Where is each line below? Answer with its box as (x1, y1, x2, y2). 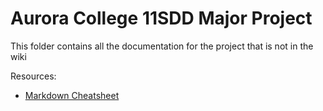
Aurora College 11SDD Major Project (10, 7, 313, 30)
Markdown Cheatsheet (24, 89, 120, 101)
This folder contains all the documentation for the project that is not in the (10, 40, 314, 52)
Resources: (10, 70, 57, 82)
